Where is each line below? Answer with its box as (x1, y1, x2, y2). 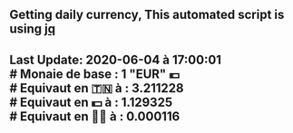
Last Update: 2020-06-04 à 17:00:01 (9, 52, 222, 67)
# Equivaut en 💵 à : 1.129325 (9, 94, 173, 109)
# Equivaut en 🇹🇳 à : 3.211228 (9, 81, 184, 96)
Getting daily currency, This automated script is (9, 7, 285, 23)
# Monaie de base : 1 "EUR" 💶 (9, 66, 181, 81)
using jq (9, 22, 56, 37)
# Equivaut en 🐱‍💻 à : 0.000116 (9, 109, 181, 124)
